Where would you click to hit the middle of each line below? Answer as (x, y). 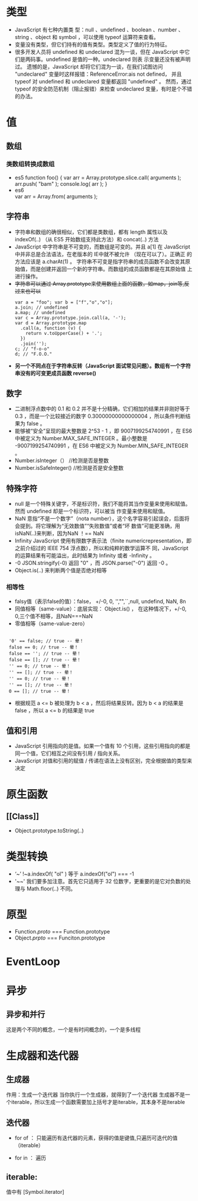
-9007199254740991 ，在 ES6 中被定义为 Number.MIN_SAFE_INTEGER (101, 446)
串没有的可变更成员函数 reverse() (55, 373)
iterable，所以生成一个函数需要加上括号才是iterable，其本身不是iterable (98, 1102)
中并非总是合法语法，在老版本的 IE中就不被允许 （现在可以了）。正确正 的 (103, 254)
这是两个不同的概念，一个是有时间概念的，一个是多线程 (73, 1029)
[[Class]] (23, 816)
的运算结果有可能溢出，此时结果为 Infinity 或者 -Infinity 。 (85, 556)
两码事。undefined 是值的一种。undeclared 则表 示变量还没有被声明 (108, 59)
